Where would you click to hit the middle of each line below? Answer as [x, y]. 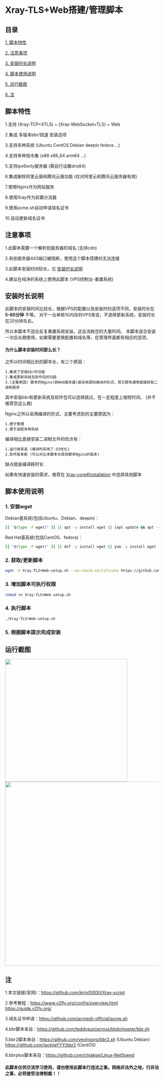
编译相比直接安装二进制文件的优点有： [43, 439]
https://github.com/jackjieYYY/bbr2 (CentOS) [51, 1045]
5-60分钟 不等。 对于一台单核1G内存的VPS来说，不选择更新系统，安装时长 [80, 315]
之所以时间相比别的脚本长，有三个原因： [46, 362]
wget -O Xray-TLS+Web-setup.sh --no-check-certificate [62, 571]
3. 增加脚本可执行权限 [31, 584]
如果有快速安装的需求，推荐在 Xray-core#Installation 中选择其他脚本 [73, 475]
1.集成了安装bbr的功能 [25, 372]
